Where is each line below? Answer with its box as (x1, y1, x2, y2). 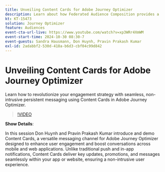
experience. (5, 161, 29, 167)
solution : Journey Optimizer (5, 21, 65, 26)
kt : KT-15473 (5, 16, 32, 21)
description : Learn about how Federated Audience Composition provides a (5, 12, 160, 17)
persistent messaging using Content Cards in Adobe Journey (24, 97, 147, 102)
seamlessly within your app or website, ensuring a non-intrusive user (5, 156, 145, 162)
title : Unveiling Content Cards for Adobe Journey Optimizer (5, 7, 133, 12)
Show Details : (5, 121, 34, 126)
